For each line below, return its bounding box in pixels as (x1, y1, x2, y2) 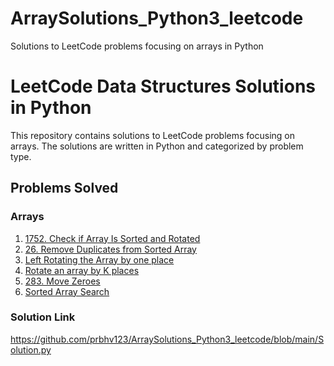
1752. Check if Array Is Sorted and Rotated (24, 232, 201, 244)
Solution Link (10, 310, 76, 324)
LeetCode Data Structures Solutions (10, 75, 316, 98)
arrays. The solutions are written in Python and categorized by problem (10, 140, 304, 152)
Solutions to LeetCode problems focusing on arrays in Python (10, 40, 264, 52)
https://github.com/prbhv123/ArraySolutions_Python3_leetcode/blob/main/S (10, 333, 325, 345)
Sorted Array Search (24, 285, 110, 297)
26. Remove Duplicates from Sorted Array (24, 243, 197, 255)
